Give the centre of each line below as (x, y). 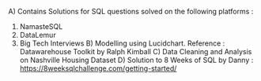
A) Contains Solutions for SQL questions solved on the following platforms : (131, 11)
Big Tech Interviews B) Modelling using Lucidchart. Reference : (122, 43)
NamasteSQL (41, 26)
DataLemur (38, 35)
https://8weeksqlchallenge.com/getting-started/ (98, 68)
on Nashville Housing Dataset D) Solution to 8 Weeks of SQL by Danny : (136, 60)
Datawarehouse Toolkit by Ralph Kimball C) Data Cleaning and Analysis (136, 52)
